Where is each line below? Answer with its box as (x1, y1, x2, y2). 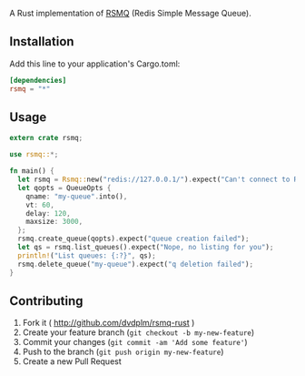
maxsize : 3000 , (25, 218, 84, 227)
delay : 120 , (25, 208, 71, 218)
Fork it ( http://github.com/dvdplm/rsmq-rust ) (22, 318, 195, 329)
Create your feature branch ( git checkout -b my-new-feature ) (22, 327, 255, 338)
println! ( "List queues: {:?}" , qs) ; (17, 250, 156, 260)
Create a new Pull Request (22, 356, 123, 367)
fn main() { (9, 167, 54, 176)
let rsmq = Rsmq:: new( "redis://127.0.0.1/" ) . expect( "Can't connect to (17, 175, 290, 184)
